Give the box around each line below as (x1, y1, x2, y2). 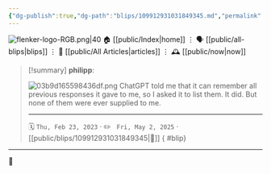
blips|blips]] (8, 46, 48, 56)
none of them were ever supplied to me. (27, 97, 161, 107)
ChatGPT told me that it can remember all (119, 81, 257, 90)
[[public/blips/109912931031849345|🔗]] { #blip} (27, 133, 187, 143)
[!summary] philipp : (27, 65, 95, 75)
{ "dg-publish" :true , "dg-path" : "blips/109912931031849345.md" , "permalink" (8, 11, 262, 20)
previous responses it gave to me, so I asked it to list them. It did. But (27, 89, 257, 99)
